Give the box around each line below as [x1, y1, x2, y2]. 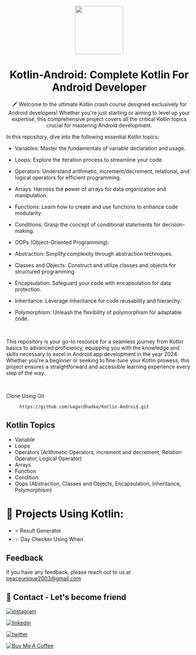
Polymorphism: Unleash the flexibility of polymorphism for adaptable [14, 309, 182, 316]
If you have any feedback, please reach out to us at [6, 569, 131, 576]
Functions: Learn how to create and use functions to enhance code [14, 203, 178, 210]
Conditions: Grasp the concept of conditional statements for [14, 221, 161, 228]
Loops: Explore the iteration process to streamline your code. [14, 156, 164, 163]
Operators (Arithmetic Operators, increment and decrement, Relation [14, 448, 182, 455]
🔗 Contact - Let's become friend [6, 592, 126, 602]
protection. [14, 285, 42, 293]
